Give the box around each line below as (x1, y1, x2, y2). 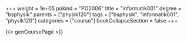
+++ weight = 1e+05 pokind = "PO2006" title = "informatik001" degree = (5, 5, 182, 12)
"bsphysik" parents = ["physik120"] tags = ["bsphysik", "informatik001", (5, 11, 179, 18)
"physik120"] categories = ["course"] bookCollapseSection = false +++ (5, 17, 178, 24)
